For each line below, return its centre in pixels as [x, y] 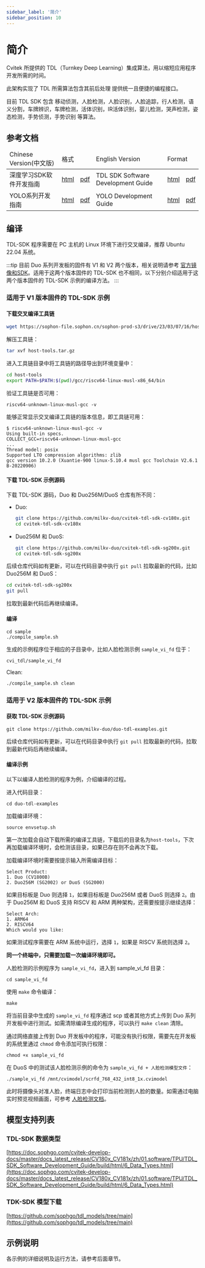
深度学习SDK [28, 175]
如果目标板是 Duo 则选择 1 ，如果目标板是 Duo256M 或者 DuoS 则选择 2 [95, 894]
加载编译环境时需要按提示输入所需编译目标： [63, 860]
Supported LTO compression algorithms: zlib [64, 455]
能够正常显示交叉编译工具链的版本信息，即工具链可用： [76, 417]
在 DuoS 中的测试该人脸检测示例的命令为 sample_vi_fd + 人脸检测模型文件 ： [100, 1067]
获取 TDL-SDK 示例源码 [36, 716]
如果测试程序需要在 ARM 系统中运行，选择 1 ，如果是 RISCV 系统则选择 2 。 [100, 942]
